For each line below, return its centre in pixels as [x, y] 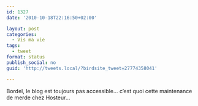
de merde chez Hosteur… [38, 97]
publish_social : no [31, 62]
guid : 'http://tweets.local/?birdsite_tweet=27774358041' [82, 68]
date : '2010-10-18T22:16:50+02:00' [52, 18]
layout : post [23, 29]
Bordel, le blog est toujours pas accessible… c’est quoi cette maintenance [99, 91]
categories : [21, 34]
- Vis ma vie [29, 40]
